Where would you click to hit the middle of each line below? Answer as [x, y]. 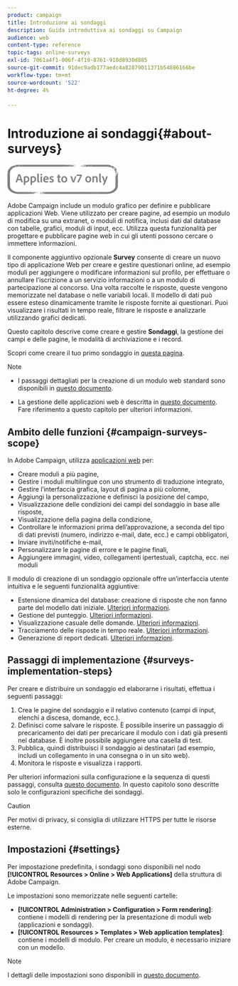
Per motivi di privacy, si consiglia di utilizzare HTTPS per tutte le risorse [112, 819]
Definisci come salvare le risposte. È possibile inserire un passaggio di [120, 725]
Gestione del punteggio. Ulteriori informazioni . [85, 615]
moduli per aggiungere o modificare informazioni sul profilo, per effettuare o [119, 273]
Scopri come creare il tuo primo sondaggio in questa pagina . [96, 353]
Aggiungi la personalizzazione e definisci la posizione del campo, [113, 497]
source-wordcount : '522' [44, 83]
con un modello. [41, 947]
